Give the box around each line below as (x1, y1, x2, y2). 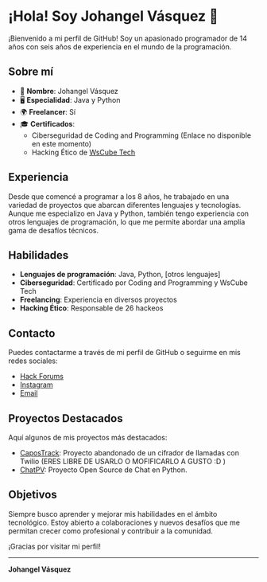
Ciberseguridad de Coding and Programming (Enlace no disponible (31, 131, 252, 140)
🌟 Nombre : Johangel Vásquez (19, 86, 119, 96)
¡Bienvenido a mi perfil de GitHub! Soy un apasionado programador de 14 (8, 33, 248, 43)
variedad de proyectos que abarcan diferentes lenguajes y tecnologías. (8, 200, 242, 209)
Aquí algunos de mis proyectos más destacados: (8, 433, 168, 442)
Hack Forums (19, 372, 64, 381)
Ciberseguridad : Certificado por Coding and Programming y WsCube (19, 278, 248, 287)
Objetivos (8, 488, 57, 502)
